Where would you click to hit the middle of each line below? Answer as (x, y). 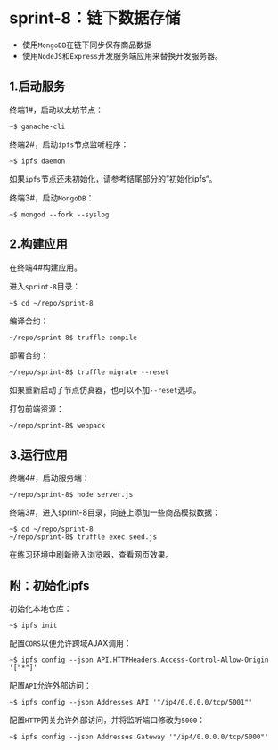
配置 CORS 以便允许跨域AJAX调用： (70, 643)
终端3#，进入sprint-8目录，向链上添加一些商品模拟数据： (114, 512)
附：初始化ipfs (49, 586)
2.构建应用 (39, 245)
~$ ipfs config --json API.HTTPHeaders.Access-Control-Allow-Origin (139, 660)
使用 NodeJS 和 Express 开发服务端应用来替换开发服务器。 (122, 55)
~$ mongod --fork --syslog (59, 215)
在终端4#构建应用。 (45, 267)
